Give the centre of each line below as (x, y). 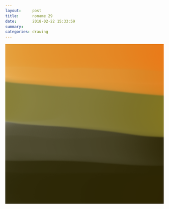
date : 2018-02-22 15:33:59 (40, 21)
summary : (14, 27)
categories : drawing (27, 32)
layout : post (23, 11)
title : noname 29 (29, 16)
